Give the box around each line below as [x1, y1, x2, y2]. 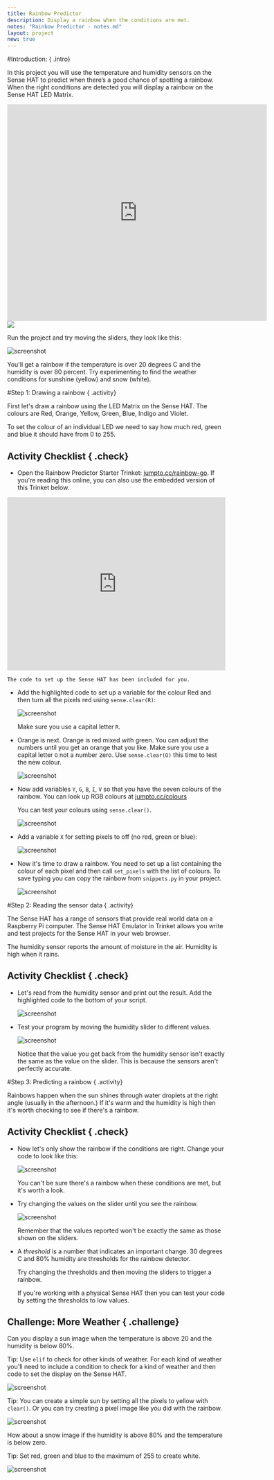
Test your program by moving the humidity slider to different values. [17, 1022, 211, 1031]
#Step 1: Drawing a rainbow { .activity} [7, 389, 116, 397]
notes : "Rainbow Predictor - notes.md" [7, 23, 122, 30]
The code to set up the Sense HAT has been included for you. [7, 676, 190, 683]
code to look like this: [17, 1151, 78, 1160]
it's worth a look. [17, 1186, 65, 1194]
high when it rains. [7, 950, 60, 958]
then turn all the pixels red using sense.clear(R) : [17, 695, 156, 704]
